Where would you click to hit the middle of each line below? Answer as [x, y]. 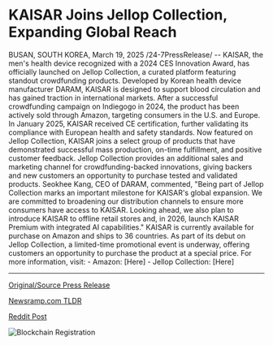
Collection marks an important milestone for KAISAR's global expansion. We [135, 192]
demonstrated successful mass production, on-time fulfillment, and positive [135, 149]
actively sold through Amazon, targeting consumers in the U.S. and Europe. [134, 114]
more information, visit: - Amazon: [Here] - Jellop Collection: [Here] [121, 261]
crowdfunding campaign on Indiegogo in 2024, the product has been [124, 106]
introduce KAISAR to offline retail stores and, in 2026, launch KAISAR [124, 218]
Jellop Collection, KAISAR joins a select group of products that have [122, 140]
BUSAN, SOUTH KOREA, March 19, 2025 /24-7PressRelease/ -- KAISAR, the [136, 54]
